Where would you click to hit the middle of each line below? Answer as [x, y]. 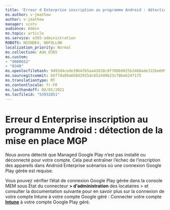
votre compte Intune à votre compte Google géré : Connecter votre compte [83, 197]
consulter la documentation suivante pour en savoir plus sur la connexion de [85, 191]
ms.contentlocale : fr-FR [31, 85]
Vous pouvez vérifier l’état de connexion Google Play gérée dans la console [84, 181]
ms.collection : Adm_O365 [31, 52]
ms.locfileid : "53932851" [32, 94]
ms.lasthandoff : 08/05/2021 [35, 90]
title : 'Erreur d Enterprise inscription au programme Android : [75, 10]
